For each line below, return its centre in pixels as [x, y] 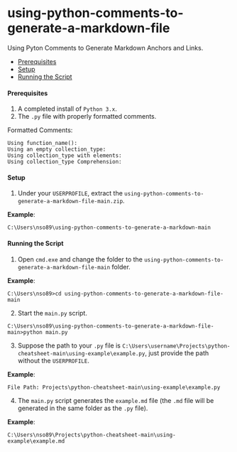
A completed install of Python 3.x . [67, 109]
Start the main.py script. [52, 313]
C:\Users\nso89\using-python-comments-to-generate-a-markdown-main [109, 228]
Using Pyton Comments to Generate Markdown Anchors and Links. [105, 48]
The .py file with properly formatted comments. [87, 117]
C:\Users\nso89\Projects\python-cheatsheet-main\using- [92, 435]
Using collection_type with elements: [65, 156]
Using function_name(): [43, 144]
